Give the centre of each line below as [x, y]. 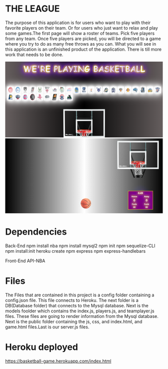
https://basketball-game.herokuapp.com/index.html [58, 361]
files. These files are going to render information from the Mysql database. [82, 316]
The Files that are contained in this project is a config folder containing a [80, 295]
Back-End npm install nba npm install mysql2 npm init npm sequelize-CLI [80, 246]
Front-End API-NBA [25, 261]
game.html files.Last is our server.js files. [47, 327]
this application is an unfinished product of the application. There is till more [83, 49]
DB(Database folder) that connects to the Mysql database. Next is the [77, 306]
